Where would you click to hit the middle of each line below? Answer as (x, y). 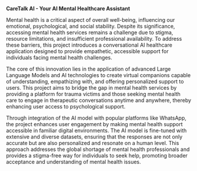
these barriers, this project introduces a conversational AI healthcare (89, 45)
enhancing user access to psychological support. (66, 106)
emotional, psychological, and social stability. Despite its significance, (91, 26)
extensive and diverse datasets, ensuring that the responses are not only (94, 137)
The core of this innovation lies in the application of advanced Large (89, 69)
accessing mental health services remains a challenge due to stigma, (90, 32)
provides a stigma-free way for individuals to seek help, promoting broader (97, 155)
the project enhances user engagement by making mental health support (94, 124)
